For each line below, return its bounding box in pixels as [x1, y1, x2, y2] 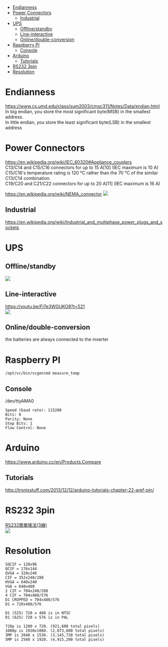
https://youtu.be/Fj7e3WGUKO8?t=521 [5, 303, 85, 309]
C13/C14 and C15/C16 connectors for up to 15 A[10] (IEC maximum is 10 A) [5, 164, 159, 170]
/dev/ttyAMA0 [5, 398, 34, 404]
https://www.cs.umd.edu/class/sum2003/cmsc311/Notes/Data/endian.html [5, 103, 160, 109]
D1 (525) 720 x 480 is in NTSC [5, 610, 71, 616]
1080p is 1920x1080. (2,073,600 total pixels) [5, 628, 105, 633]
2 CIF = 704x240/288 [5, 588, 49, 593]
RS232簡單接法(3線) [5, 522, 47, 528]
